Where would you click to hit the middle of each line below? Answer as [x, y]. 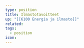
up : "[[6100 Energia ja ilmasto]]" [42, 19]
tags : [11, 28]
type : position [21, 10]
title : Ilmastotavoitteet [32, 14]
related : [14, 24]
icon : [11, 38]
